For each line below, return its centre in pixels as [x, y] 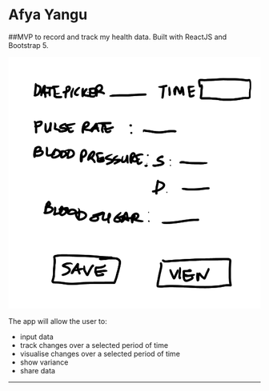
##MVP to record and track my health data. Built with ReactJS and [118, 37]
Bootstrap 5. [28, 45]
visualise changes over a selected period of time [100, 353]
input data [36, 337]
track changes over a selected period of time [94, 345]
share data [38, 370]
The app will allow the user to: [58, 321]
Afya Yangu [48, 15]
